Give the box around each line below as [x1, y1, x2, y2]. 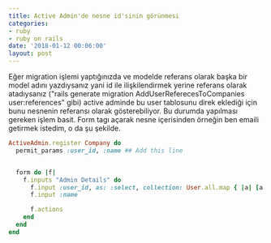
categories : [8, 19, 49, 28]
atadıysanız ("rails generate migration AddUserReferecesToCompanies [8, 89, 245, 98]
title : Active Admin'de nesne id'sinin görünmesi [8, 11, 180, 20]
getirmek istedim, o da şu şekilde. [8, 123, 121, 133]
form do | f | [15, 168, 57, 177]
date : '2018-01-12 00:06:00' [8, 42, 107, 50]
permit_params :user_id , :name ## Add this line [15, 147, 183, 155]
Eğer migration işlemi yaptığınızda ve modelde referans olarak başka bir [8, 72, 248, 81]
